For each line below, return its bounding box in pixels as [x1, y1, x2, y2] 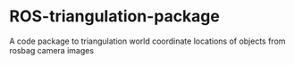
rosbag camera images [9, 45, 95, 55]
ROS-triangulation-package [9, 6, 221, 27]
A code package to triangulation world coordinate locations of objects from [9, 36, 286, 46]
